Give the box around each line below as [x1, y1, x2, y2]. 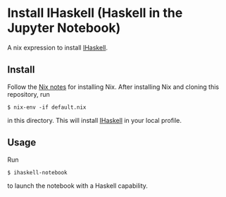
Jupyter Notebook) [7, 20, 121, 36]
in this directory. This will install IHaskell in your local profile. [7, 116, 182, 124]
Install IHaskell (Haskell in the [7, 5, 183, 21]
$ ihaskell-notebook [7, 169, 68, 176]
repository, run [7, 90, 51, 98]
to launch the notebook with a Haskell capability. [7, 181, 148, 190]
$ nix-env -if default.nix [7, 104, 87, 111]
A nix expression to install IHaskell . [7, 43, 108, 52]
